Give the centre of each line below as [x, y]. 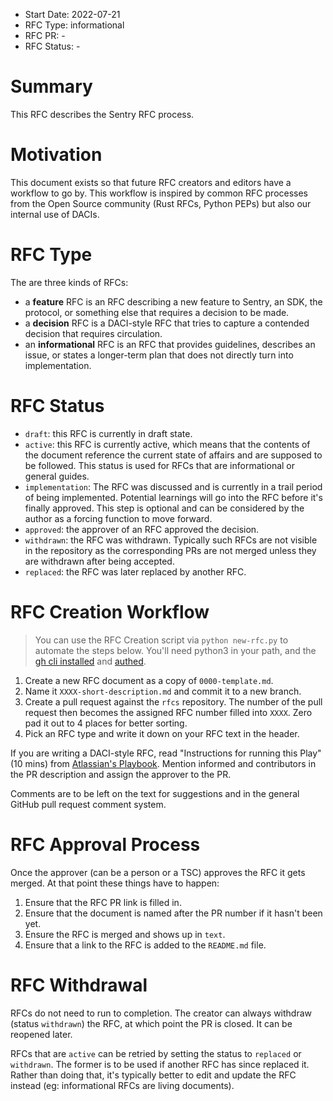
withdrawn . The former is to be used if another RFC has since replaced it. [160, 1064]
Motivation [56, 155]
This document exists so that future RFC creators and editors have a [151, 182]
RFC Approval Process [105, 844]
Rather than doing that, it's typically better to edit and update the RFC [153, 1075]
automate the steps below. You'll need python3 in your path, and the [175, 650]
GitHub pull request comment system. [88, 804]
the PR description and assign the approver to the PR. [121, 774]
